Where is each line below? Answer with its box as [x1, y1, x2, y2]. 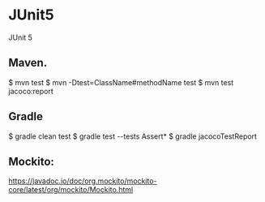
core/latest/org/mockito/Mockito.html [8, 185, 134, 195]
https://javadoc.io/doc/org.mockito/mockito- [8, 176, 157, 186]
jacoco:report [8, 86, 54, 96]
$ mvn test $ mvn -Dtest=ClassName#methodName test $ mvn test [8, 77, 234, 87]
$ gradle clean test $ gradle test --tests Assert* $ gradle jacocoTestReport [8, 131, 258, 141]
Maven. [8, 56, 48, 70]
